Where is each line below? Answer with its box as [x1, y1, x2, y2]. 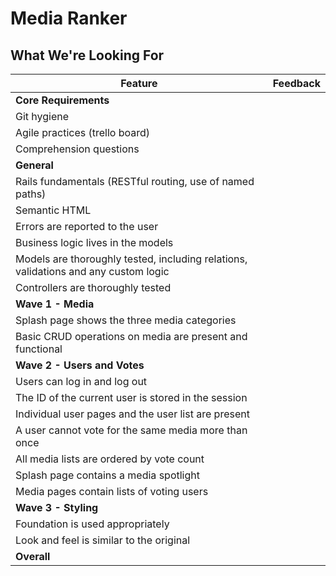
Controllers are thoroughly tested [15, 281, 172, 294]
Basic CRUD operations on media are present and [15, 330, 248, 343]
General [15, 158, 54, 172]
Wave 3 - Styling [15, 501, 99, 514]
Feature [120, 77, 158, 90]
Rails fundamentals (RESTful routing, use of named [15, 175, 255, 188]
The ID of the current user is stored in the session [15, 391, 248, 404]
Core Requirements [15, 93, 110, 107]
